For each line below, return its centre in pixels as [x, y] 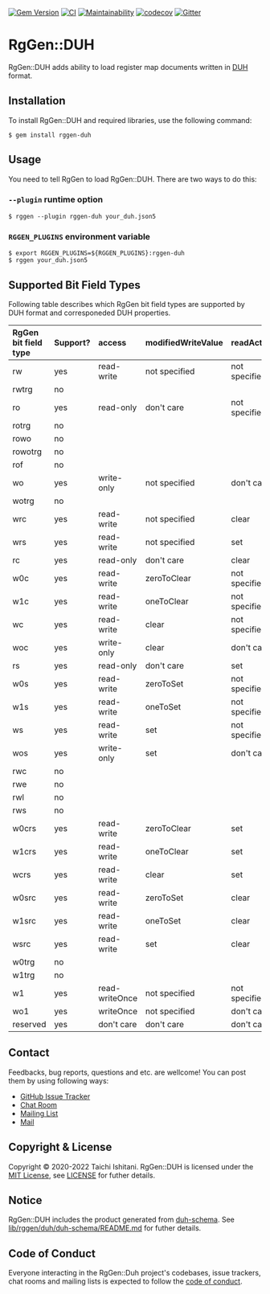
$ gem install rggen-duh [50, 135]
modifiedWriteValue [184, 342]
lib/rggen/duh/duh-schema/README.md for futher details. [105, 1228]
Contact [29, 1053]
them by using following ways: [59, 1080]
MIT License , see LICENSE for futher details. [82, 1175]
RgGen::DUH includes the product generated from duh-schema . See [121, 1220]
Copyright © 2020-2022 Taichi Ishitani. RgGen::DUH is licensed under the [131, 1166]
